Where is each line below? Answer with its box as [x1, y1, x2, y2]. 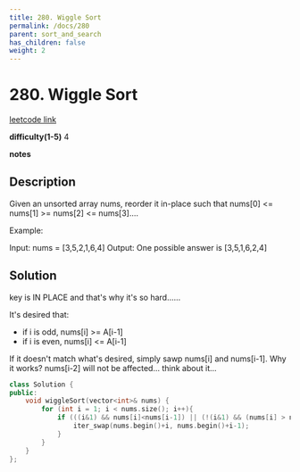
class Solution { [9, 380, 74, 389]
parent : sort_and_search [9, 29, 102, 38]
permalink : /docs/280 [9, 21, 90, 30]
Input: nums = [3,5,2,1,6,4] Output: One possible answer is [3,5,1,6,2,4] [9, 242, 268, 253]
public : [9, 388, 38, 397]
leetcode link [9, 114, 56, 125]
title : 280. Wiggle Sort [9, 12, 102, 22]
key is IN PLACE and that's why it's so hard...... [9, 292, 181, 302]
